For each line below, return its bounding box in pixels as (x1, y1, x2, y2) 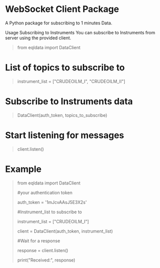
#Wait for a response (17, 238, 60, 244)
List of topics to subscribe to (5, 62, 125, 73)
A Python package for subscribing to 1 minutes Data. (5, 20, 112, 26)
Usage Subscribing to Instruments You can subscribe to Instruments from (5, 29, 155, 35)
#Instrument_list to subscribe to (17, 209, 82, 215)
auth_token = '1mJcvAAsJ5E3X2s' (17, 199, 87, 205)
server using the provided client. (5, 35, 71, 41)
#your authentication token (17, 189, 73, 195)
